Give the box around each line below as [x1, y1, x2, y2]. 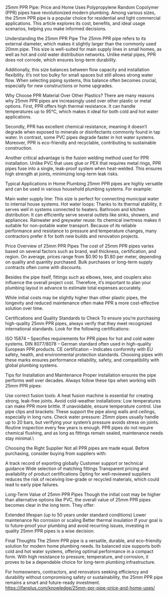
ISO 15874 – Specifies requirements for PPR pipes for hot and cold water [5, 336, 155, 342]
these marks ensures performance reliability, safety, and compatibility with [5, 357, 159, 363]
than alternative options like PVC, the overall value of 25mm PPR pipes [5, 497, 151, 503]
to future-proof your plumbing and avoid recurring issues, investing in [5, 522, 149, 528]
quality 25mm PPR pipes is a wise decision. [5, 528, 95, 534]
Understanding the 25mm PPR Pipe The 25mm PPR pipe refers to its [5, 35, 146, 41]
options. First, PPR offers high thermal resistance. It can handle [5, 103, 136, 109]
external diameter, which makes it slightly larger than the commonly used [5, 41, 156, 47]
